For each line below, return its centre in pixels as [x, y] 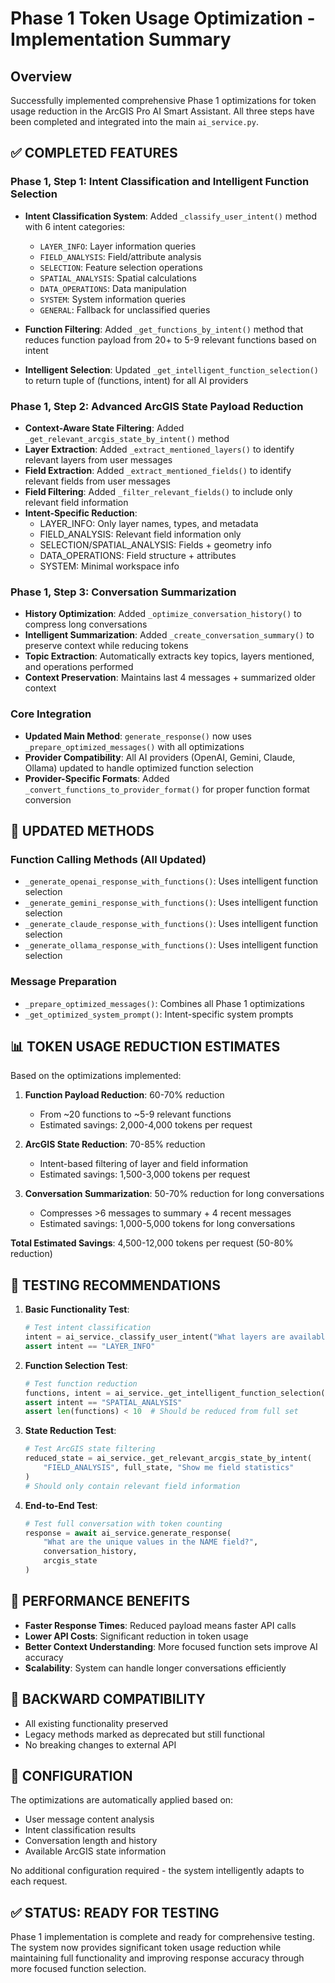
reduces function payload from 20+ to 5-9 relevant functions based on [170, 339]
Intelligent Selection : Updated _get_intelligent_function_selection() [171, 369]
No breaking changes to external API [100, 1744]
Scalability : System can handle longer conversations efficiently [155, 1668]
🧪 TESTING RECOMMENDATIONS [115, 1285]
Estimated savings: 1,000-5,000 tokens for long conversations [167, 1224]
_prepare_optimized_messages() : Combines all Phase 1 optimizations [164, 1003]
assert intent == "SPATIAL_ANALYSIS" [103, 1402]
